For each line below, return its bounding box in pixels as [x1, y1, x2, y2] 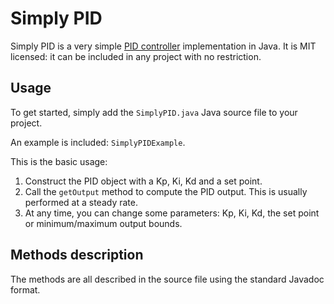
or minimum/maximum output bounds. [24, 217, 183, 229]
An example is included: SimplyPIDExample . [10, 136, 186, 148]
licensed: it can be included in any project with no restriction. [10, 50, 262, 62]
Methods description [10, 247, 144, 264]
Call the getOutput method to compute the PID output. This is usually [24, 185, 308, 197]
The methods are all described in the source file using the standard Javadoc [10, 273, 325, 285]
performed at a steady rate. [24, 196, 138, 208]
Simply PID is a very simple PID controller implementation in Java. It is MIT [10, 40, 317, 52]
